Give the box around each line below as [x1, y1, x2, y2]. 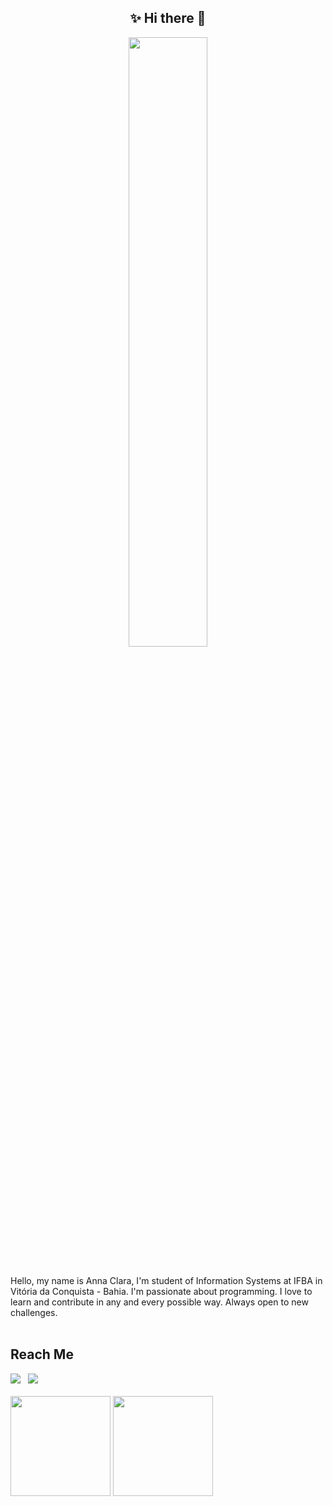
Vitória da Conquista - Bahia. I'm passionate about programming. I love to [10, 1285, 313, 1297]
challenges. [10, 1306, 58, 1318]
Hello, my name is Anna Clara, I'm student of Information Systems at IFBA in [10, 1274, 323, 1286]
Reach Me [10, 1346, 74, 1363]
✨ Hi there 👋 [129, 10, 207, 27]
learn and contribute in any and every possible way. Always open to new [10, 1296, 309, 1308]
